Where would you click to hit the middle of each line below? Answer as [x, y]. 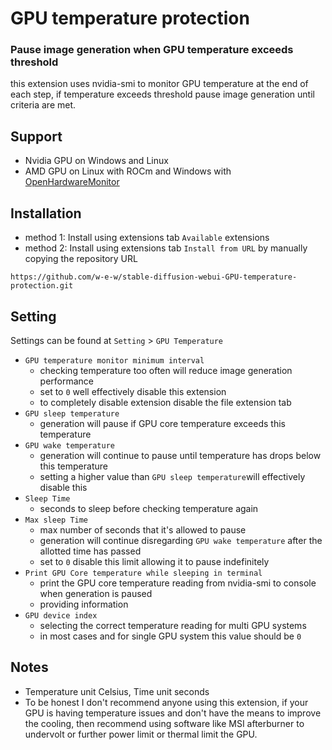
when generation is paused [96, 593]
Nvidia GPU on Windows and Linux [96, 161]
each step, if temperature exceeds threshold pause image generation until [162, 94]
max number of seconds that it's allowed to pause [143, 529]
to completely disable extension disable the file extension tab [165, 402]
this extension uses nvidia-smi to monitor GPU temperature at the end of [159, 84]
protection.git [42, 286]
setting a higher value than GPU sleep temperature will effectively [172, 476]
